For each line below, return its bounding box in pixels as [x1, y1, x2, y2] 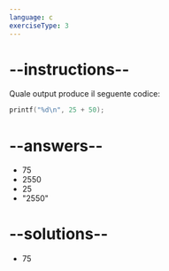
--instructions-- [9, 59, 130, 80]
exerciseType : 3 [9, 21, 69, 30]
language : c [9, 12, 53, 22]
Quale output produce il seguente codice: [9, 89, 161, 99]
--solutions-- [9, 224, 109, 244]
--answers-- [9, 135, 104, 156]
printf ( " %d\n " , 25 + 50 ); [9, 105, 104, 115]
